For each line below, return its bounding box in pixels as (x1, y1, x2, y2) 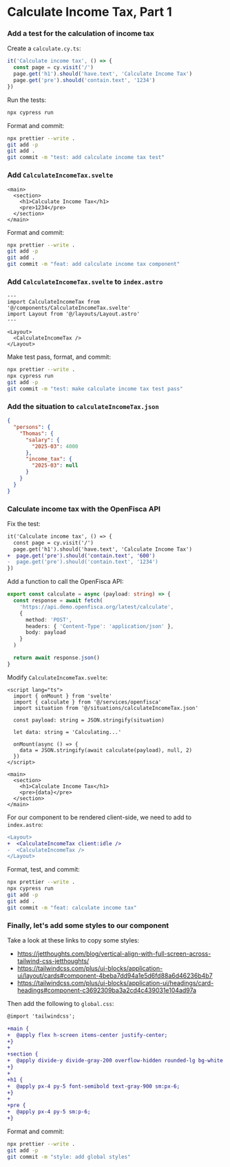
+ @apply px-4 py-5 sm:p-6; (7, 1108, 91, 1115)
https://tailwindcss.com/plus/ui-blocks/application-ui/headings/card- (17, 978, 214, 987)
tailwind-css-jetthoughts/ (17, 956, 90, 965)
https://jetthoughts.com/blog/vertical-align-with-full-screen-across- (17, 949, 211, 958)
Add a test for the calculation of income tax (7, 29, 155, 39)
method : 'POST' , (25, 616, 72, 623)
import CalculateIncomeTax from (7, 299, 100, 306)
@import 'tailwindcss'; (7, 1013, 76, 1020)
